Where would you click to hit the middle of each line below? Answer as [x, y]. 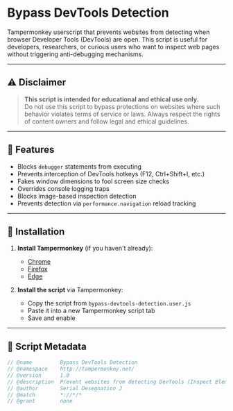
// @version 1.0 [38, 375]
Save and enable [51, 318]
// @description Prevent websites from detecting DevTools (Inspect [110, 382]
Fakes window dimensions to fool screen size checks [93, 181]
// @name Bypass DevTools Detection [72, 362]
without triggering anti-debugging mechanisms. [75, 54]
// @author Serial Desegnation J [65, 388]
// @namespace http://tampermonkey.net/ [71, 369]
